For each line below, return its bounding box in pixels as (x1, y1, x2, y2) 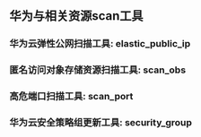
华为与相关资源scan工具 (9, 8, 144, 24)
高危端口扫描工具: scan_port (9, 90, 134, 103)
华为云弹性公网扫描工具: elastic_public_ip (9, 38, 191, 50)
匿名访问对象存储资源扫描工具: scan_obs (9, 64, 187, 76)
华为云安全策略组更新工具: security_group (9, 116, 193, 129)
